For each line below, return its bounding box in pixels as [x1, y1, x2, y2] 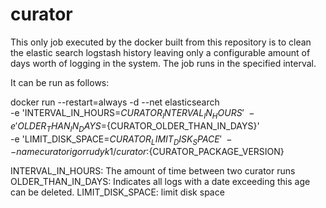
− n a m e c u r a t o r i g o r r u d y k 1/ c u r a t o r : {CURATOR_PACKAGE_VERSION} [10, 146, 285, 158]
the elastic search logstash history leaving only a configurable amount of [10, 46, 311, 58]
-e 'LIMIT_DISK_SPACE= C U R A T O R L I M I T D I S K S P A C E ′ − [10, 133, 233, 147]
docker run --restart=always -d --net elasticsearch [10, 96, 220, 108]
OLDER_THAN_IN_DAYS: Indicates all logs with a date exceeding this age [10, 176, 311, 188]
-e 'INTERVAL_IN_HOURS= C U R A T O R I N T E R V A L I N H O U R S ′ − [10, 106, 255, 121]
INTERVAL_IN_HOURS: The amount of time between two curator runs [10, 165, 296, 177]
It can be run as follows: [10, 76, 110, 88]
